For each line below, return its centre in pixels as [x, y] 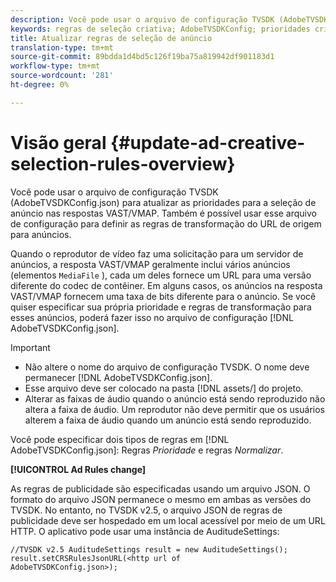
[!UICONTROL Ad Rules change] [78, 469]
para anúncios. [41, 234]
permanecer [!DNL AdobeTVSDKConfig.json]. [118, 377]
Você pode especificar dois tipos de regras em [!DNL [120, 439]
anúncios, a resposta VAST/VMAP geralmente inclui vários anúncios [150, 264]
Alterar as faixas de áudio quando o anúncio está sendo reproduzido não [175, 398]
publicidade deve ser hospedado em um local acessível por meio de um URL [168, 520]
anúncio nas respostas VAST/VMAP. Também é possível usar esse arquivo [163, 213]
